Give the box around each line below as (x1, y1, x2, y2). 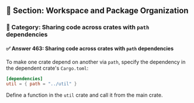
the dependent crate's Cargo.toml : (6, 65, 89, 72)
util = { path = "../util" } (6, 81, 77, 87)
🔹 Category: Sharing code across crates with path (6, 23, 150, 31)
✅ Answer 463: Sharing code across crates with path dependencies (6, 45, 174, 52)
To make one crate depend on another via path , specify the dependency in (6, 58, 186, 65)
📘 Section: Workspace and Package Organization (6, 6, 189, 16)
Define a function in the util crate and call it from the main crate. (6, 91, 163, 99)
